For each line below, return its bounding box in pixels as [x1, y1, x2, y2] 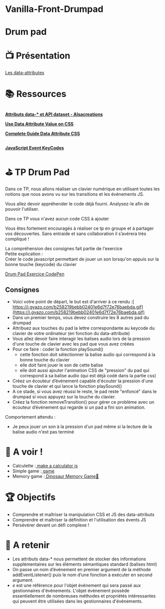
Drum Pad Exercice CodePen [5, 271, 65, 277]
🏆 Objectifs [5, 492, 56, 503]
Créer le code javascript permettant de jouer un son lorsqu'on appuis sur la [5, 256, 159, 262]
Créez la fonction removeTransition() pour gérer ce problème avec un [12, 399, 155, 405]
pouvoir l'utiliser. [5, 206, 39, 212]
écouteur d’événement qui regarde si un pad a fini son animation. [12, 404, 146, 411]
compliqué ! [5, 236, 29, 242]
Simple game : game [12, 468, 55, 474]
